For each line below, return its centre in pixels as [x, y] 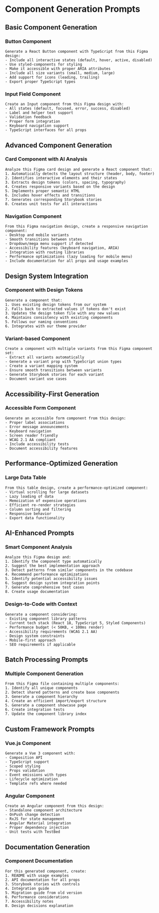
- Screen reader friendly [31, 435]
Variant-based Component [38, 338]
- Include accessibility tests [37, 444]
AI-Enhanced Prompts [40, 533]
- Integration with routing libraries [45, 252]
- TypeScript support [27, 762]
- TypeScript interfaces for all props [46, 130]
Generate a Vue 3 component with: [40, 753]
